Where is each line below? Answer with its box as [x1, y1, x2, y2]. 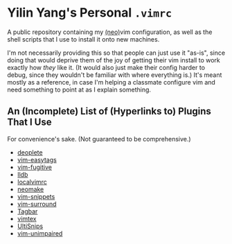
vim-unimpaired [17, 229, 63, 237]
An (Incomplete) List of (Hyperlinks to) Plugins [7, 105, 211, 117]
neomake [17, 185, 44, 193]
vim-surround [17, 200, 57, 208]
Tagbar [17, 207, 38, 216]
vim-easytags [17, 155, 57, 164]
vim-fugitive [17, 163, 52, 171]
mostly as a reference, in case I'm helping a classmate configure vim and [7, 78, 216, 86]
